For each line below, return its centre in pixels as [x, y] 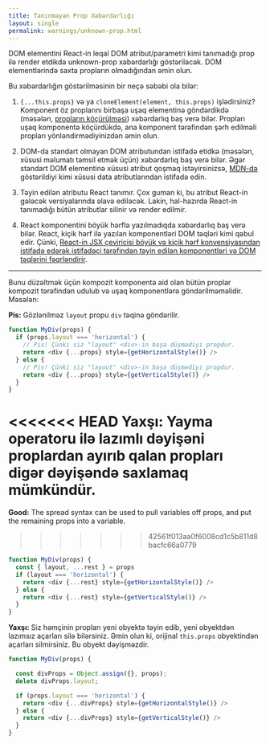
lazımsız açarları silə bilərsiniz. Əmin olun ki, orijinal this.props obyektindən [133, 636]
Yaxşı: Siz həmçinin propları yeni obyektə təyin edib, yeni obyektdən [121, 627]
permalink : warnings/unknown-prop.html [75, 31]
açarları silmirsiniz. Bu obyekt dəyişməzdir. [79, 644]
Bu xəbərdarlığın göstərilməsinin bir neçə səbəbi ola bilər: [104, 86]
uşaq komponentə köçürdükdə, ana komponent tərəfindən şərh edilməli [138, 127]
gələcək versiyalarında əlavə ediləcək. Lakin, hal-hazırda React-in [129, 201]
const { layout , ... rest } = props [75, 567]
